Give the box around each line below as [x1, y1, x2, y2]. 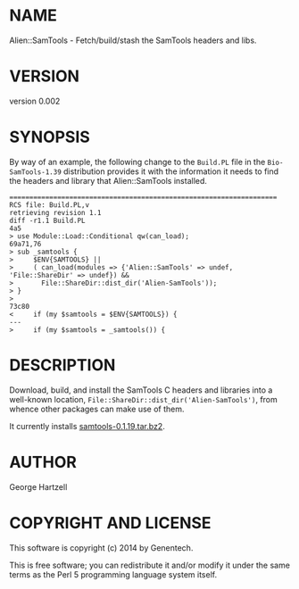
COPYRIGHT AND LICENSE [9, 512, 212, 533]
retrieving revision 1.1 [9, 208, 102, 217]
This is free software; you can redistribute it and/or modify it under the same [9, 560, 290, 570]
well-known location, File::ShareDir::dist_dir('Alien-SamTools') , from [9, 394, 278, 404]
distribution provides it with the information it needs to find [63, 166, 279, 177]
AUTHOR [9, 452, 78, 472]
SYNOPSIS [9, 127, 91, 147]
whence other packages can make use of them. [9, 403, 185, 414]
